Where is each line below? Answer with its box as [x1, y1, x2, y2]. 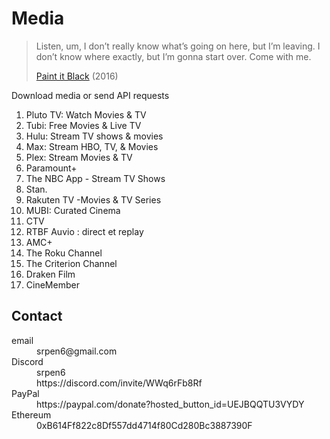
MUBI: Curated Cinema [25, 204, 121, 216]
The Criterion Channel [25, 257, 118, 269]
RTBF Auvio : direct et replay [25, 225, 144, 237]
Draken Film [25, 268, 76, 280]
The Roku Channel [25, 247, 103, 259]
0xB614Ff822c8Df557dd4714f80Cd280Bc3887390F [36, 419, 253, 431]
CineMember [25, 278, 80, 291]
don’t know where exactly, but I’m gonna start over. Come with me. [35, 50, 312, 62]
